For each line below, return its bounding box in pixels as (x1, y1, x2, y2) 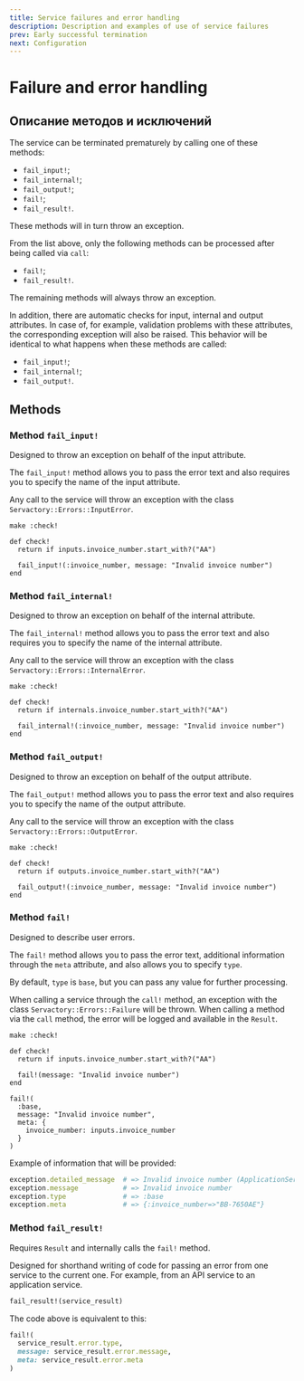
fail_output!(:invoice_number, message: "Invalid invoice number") (17, 882, 278, 891)
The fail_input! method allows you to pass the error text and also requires (9, 467, 290, 478)
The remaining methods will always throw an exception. (9, 292, 217, 303)
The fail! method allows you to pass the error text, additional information (9, 949, 285, 960)
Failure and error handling (9, 78, 208, 98)
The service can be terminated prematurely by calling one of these (9, 138, 258, 148)
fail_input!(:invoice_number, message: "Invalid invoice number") (17, 560, 273, 570)
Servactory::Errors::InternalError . (9, 664, 147, 675)
